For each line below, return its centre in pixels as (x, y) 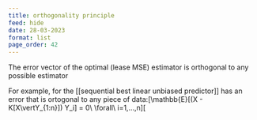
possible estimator (38, 76)
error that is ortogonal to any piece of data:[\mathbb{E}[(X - (106, 99)
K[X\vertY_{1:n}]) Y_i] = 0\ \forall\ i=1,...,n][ (77, 108)
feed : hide (26, 23)
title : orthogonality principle (61, 15)
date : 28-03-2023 (37, 30)
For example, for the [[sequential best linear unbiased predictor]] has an (125, 91)
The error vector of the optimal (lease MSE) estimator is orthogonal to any (128, 67)
